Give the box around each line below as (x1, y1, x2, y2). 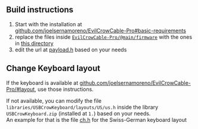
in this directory (14, 39, 54, 47)
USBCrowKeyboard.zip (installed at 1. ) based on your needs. (6, 110, 151, 117)
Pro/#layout (6, 85, 35, 93)
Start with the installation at (14, 20, 82, 27)
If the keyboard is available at (6, 79, 79, 86)
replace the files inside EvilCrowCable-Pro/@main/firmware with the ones (14, 33, 193, 41)
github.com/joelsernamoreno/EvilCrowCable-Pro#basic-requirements (14, 27, 187, 34)
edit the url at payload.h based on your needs (14, 46, 127, 53)
